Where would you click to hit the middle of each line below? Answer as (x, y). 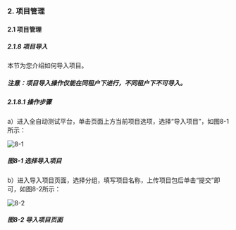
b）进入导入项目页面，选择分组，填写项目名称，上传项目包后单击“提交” (111, 180)
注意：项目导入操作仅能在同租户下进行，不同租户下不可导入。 (97, 83)
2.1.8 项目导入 (27, 46)
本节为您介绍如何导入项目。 (48, 65)
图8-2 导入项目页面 (35, 220)
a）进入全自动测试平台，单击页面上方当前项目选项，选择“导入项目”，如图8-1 (118, 121)
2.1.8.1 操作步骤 (30, 102)
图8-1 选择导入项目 (35, 161)
